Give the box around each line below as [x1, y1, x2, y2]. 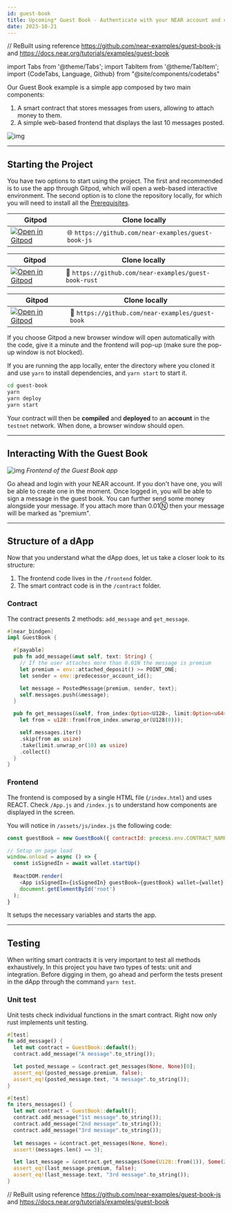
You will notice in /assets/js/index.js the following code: [7, 821, 172, 829]
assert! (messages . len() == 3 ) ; [13, 1146, 104, 1153]
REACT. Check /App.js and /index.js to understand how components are [7, 800, 217, 808]
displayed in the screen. [7, 808, 75, 816]
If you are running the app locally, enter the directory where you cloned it [7, 362, 215, 370]
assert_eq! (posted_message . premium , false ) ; [13, 1069, 144, 1076]
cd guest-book [7, 382, 48, 389]
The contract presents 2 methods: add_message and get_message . [7, 614, 190, 623]
